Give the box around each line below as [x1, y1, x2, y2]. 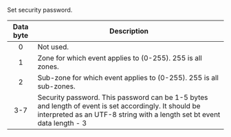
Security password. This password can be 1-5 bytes [37, 92, 208, 102]
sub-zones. [37, 82, 76, 91]
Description [109, 27, 149, 36]
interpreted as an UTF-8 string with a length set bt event [37, 110, 221, 119]
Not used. [37, 42, 69, 51]
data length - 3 [37, 119, 87, 127]
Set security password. [7, 6, 73, 14]
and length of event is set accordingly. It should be [37, 101, 201, 110]
